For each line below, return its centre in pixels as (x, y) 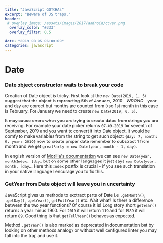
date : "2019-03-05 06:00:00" (35, 41)
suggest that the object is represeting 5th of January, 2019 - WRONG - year (81, 101)
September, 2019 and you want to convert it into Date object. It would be (78, 131)
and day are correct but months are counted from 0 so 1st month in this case (81, 106)
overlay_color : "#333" (32, 28)
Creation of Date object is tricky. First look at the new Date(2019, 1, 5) (76, 96)
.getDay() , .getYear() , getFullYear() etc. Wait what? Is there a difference (79, 200)
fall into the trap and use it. (32, 235)
